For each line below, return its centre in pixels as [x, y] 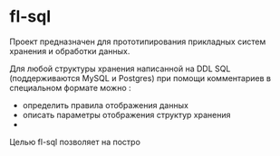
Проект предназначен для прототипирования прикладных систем [138, 41]
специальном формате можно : [70, 87]
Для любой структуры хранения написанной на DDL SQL [120, 69]
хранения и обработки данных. [70, 50]
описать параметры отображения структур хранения [126, 115]
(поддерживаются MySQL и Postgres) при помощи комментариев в [140, 78]
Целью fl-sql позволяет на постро [75, 142]
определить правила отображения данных [105, 105]
